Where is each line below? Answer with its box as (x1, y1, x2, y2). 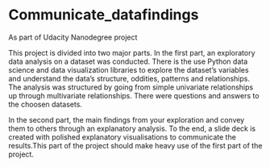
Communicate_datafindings (8, 6, 199, 24)
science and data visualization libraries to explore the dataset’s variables (8, 65, 249, 74)
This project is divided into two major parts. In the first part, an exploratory (8, 48, 255, 57)
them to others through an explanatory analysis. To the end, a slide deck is (8, 123, 256, 133)
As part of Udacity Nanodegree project (8, 32, 138, 42)
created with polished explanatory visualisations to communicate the (8, 132, 236, 142)
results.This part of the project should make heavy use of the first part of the (8, 140, 263, 150)
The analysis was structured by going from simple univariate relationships (8, 82, 254, 92)
